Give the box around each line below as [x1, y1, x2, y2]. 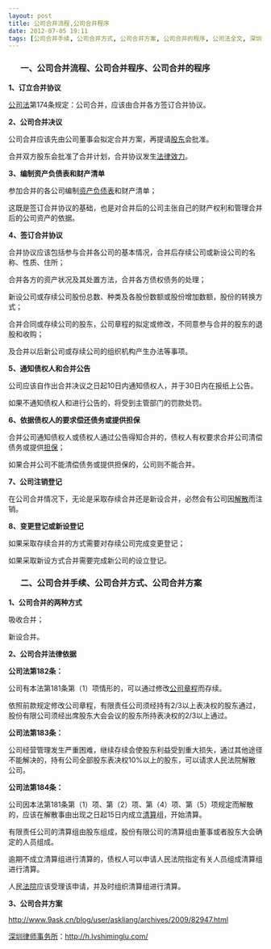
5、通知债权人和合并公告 [8, 363, 91, 373]
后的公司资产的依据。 [8, 213, 79, 222]
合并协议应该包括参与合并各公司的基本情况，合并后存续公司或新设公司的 [8, 247, 248, 257]
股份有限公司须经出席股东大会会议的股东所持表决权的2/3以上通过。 [8, 711, 232, 720]
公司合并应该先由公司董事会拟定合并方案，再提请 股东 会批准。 [8, 134, 214, 144]
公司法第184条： [8, 782, 64, 792]
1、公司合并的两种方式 [8, 597, 83, 607]
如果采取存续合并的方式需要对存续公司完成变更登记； [8, 538, 186, 548]
